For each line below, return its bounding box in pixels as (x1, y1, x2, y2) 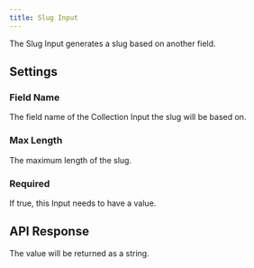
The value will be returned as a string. (9, 247, 150, 258)
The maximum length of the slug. (9, 154, 132, 165)
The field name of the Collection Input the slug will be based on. (9, 112, 247, 123)
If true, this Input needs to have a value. (9, 198, 157, 208)
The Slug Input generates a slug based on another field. (9, 38, 216, 49)
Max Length (9, 134, 63, 147)
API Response (9, 224, 90, 239)
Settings (9, 64, 59, 79)
